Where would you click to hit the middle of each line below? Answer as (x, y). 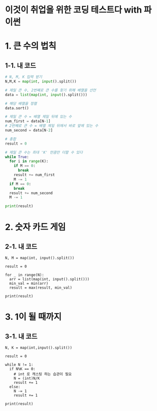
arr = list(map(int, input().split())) (50, 279)
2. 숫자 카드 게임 (36, 227)
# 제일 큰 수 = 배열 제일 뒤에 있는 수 (38, 117)
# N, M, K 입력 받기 (24, 77)
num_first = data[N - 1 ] (28, 121)
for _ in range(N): (25, 275)
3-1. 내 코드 (21, 336)
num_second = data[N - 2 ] (29, 131)
